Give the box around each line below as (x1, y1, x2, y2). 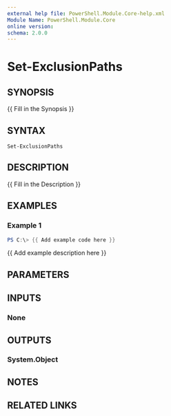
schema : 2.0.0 (7, 29, 48, 37)
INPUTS (7, 293, 41, 304)
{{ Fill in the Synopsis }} (7, 105, 74, 113)
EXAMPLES (7, 200, 57, 212)
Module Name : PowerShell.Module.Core (7, 17, 116, 23)
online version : (7, 23, 54, 30)
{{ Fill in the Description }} (7, 180, 81, 188)
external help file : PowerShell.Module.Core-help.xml (7, 10, 165, 17)
